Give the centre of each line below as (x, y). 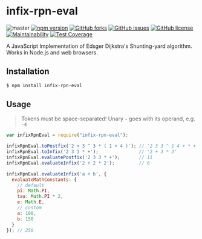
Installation (28, 72)
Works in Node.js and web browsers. (52, 52)
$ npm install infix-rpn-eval (44, 85)
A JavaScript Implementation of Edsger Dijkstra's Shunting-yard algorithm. (99, 46)
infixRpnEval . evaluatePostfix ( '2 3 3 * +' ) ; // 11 (80, 158)
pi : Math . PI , (34, 191)
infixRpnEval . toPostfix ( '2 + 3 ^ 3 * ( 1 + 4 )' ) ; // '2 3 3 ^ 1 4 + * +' (103, 146)
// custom (30, 208)
